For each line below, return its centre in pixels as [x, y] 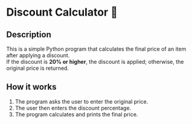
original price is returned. [38, 68]
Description [29, 35]
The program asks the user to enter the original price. [82, 101]
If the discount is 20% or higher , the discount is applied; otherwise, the [95, 62]
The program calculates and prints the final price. [76, 114]
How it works [31, 87]
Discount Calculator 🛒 [62, 12]
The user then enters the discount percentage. [73, 108]
